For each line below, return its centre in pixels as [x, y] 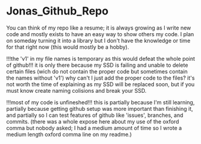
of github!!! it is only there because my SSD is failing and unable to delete [97, 65]
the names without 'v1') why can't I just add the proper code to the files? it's [101, 78]
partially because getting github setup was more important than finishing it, [100, 108]
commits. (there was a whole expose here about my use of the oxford [93, 121]
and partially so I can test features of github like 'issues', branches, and [95, 115]
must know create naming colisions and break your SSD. [76, 90]
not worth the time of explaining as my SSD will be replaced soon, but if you [101, 84]
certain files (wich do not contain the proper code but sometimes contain [97, 71]
